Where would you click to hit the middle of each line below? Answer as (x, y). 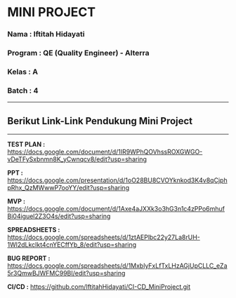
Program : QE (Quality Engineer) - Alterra (78, 53)
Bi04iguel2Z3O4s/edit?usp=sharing (59, 216)
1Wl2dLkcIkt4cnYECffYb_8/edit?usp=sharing (72, 245)
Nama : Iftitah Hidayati (46, 34)
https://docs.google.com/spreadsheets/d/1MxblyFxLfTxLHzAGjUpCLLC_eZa (117, 266)
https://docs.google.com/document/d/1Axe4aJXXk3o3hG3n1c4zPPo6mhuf (116, 209)
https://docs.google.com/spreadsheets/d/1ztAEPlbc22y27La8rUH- (104, 237)
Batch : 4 (23, 90)
